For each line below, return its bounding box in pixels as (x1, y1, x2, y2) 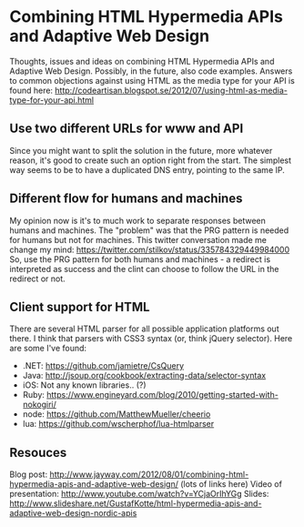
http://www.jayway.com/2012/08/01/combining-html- (49, 469, 249, 480)
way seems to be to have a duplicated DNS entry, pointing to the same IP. (9, 164, 285, 175)
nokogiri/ (22, 399, 57, 410)
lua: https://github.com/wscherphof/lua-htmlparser (22, 419, 215, 430)
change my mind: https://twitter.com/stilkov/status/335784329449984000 (9, 244, 290, 255)
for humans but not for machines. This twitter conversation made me (9, 234, 267, 245)
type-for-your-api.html (9, 94, 95, 106)
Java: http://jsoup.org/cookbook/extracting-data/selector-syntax (22, 370, 267, 381)
